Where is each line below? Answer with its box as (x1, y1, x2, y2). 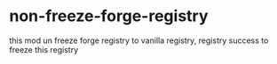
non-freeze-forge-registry (9, 6, 209, 26)
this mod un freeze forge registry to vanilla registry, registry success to (9, 35, 269, 46)
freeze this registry (9, 44, 79, 54)
